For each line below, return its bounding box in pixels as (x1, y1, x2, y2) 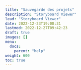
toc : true (5, 58, 26, 63)
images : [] (5, 35, 28, 40)
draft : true (5, 30, 30, 35)
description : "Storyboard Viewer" (5, 12, 77, 17)
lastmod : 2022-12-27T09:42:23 (5, 26, 68, 31)
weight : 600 (5, 53, 30, 58)
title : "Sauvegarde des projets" (5, 7, 75, 12)
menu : (5, 39, 16, 44)
